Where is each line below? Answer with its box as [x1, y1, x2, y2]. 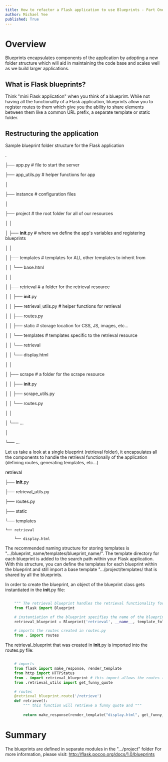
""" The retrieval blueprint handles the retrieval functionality [14, 601, 155, 606]
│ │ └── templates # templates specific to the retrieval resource [5, 332, 137, 338]
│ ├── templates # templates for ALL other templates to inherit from [5, 254, 146, 261]
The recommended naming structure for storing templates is [5, 545, 129, 551]
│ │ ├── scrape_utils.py [5, 391, 55, 397]
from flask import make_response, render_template [14, 666, 122, 671]
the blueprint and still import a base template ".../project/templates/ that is [5, 566, 157, 572]
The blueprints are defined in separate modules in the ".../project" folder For [5, 745, 161, 752]
